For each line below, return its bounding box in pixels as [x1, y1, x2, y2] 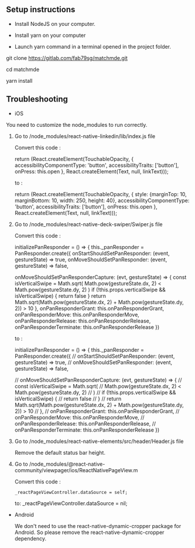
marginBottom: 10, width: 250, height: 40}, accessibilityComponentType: [14, 197, 190, 204]
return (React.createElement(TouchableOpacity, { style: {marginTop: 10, [14, 190, 187, 197]
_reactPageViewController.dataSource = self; [14, 489, 128, 495]
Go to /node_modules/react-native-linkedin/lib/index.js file [14, 132, 156, 140]
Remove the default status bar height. [14, 449, 105, 456]
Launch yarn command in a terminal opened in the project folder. [14, 43, 172, 50]
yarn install [6, 77, 33, 84]
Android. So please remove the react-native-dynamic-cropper [14, 529, 165, 536]
